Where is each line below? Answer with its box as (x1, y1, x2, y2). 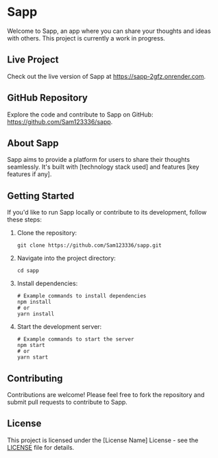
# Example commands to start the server (16, 336, 134, 343)
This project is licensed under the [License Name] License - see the (7, 436, 199, 444)
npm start (16, 342, 46, 349)
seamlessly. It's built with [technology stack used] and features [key (7, 162, 199, 171)
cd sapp (16, 267, 39, 274)
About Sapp (7, 137, 59, 149)
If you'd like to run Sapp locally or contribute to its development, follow (7, 208, 207, 217)
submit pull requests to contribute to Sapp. (7, 398, 128, 406)
